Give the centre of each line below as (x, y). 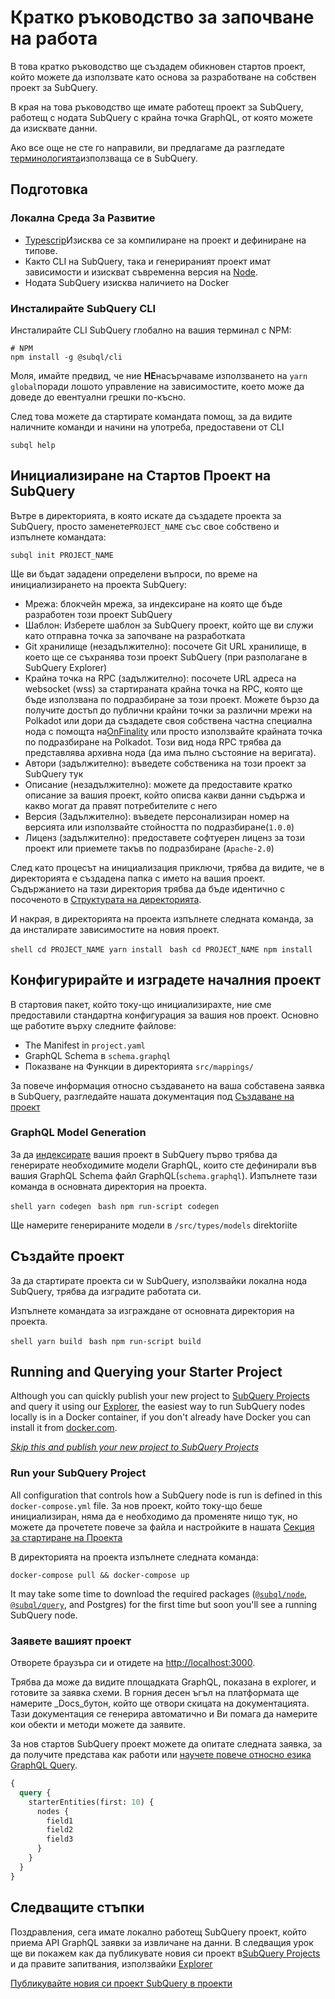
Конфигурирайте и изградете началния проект (166, 980)
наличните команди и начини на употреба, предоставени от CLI (147, 427)
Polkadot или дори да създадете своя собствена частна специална (168, 720)
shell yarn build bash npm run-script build (106, 1341)
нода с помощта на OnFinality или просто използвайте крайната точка (173, 731)
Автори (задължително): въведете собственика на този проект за (165, 763)
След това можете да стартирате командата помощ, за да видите (151, 416)
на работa (54, 38)
